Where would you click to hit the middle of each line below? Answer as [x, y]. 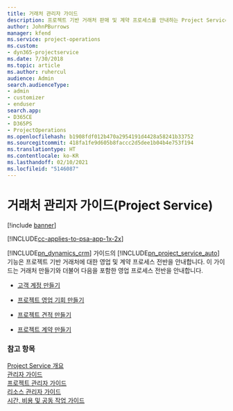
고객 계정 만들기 [38, 285]
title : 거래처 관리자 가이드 [43, 14]
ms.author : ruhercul [37, 72]
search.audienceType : [38, 85]
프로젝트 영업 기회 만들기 [51, 300]
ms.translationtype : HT [42, 150]
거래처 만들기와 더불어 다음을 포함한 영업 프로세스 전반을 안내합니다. [111, 270]
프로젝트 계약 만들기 [44, 329]
